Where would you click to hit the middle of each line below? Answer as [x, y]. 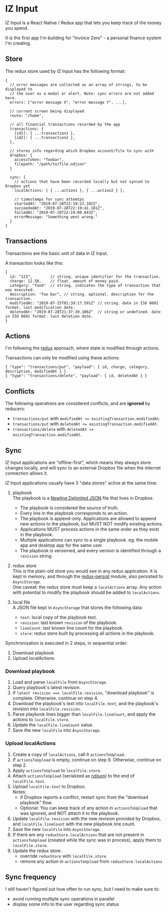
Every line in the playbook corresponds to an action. [74, 513]
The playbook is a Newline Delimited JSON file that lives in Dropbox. [83, 498]
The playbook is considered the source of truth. [69, 508]
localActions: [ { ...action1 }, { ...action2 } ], [69, 190]
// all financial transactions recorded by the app [65, 124]
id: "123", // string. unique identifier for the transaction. [85, 277]
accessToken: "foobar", [39, 160]
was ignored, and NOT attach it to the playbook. [70, 813]
